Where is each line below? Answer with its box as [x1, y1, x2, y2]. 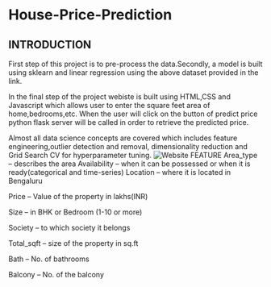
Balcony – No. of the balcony [8, 270, 105, 279]
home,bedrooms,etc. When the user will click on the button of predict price [8, 109, 258, 119]
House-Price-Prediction [8, 6, 173, 24]
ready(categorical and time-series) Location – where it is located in [8, 168, 231, 177]
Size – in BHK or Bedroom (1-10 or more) [8, 207, 143, 217]
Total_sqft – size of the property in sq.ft [8, 239, 139, 247]
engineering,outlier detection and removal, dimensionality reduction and [8, 142, 248, 151]
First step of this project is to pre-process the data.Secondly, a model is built [8, 59, 263, 69]
